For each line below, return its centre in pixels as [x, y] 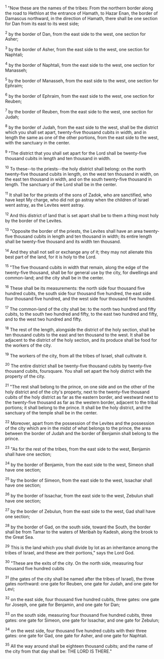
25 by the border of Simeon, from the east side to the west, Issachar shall [79, 480]
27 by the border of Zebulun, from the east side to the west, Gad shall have [80, 511]
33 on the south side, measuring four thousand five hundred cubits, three [79, 615]
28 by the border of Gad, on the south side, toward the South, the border [78, 526]
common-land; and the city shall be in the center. [55, 277]
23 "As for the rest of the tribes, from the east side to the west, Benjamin [78, 449]
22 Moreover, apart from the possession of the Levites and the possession [80, 423]
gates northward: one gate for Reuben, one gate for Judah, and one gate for [82, 584]
